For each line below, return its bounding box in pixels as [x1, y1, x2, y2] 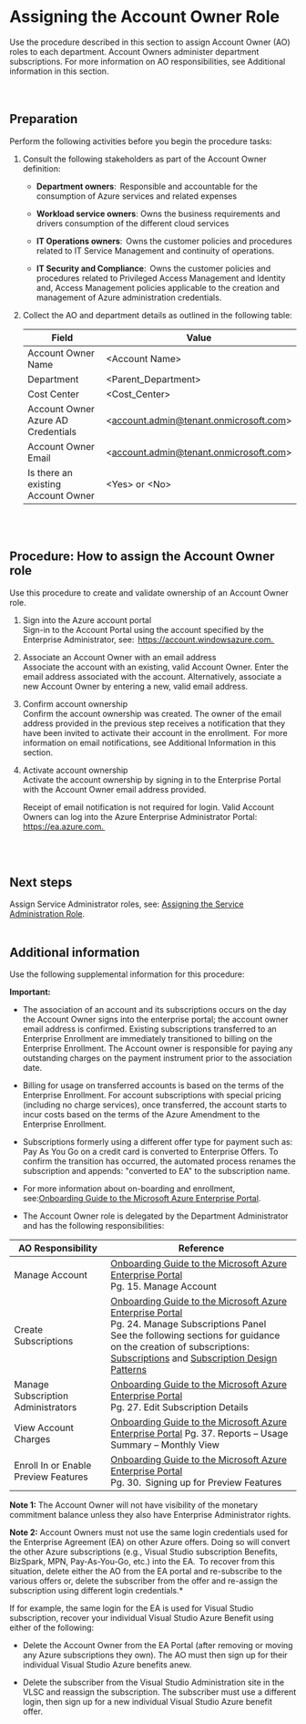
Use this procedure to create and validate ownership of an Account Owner [9, 587, 289, 598]
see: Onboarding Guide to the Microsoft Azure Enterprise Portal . [22, 1193, 261, 1204]
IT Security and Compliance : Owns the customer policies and [36, 263, 271, 274]
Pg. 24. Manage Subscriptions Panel [110, 1318, 267, 1331]
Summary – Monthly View [110, 1438, 220, 1451]
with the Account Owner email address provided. [22, 784, 207, 794]
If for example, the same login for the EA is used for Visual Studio [9, 1603, 254, 1614]
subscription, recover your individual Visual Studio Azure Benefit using [9, 1613, 274, 1624]
